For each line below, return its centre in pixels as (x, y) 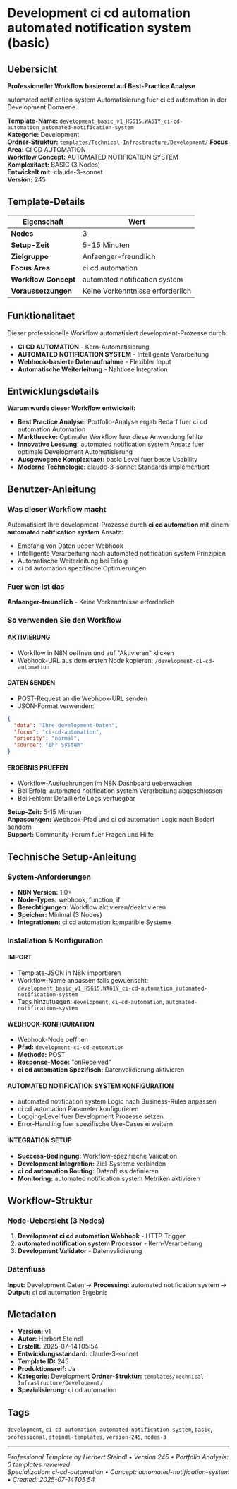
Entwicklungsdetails (53, 391)
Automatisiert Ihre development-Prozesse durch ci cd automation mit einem (118, 525)
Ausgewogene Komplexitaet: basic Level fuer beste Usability (108, 460)
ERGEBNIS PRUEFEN (38, 767)
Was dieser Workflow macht (57, 509)
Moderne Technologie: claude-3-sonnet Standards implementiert (114, 467)
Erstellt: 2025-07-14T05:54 (58, 1346)
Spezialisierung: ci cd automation (67, 1390)
